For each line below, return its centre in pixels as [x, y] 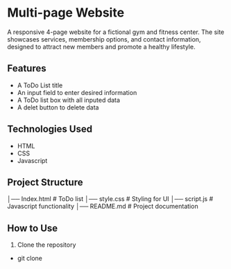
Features [27, 68]
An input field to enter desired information [77, 92]
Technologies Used [50, 129]
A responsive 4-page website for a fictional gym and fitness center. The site [116, 32]
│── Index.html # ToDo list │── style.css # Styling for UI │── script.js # [110, 199]
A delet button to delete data [58, 107]
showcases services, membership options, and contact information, [104, 39]
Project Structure [45, 182]
